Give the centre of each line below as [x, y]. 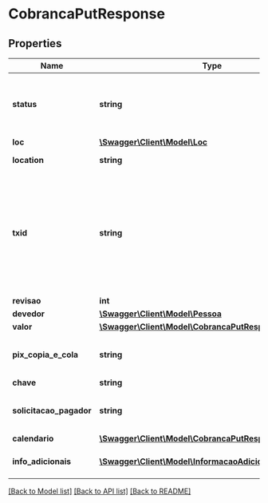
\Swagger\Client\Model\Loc [153, 142]
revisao [27, 301]
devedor [29, 314]
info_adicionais [42, 461]
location [28, 160]
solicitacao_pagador [52, 410]
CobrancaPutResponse [87, 14]
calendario [33, 438]
